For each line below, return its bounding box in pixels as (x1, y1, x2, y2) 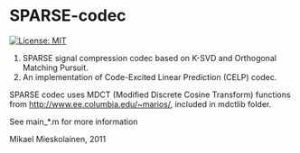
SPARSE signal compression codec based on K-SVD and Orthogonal (22, 52, 277, 63)
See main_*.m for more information (9, 116, 138, 127)
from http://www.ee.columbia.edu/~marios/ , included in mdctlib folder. (9, 98, 272, 109)
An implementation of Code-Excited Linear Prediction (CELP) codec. (22, 71, 277, 82)
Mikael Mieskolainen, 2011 (9, 133, 107, 144)
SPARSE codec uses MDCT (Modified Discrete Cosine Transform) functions (9, 89, 291, 100)
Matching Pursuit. (22, 62, 89, 73)
